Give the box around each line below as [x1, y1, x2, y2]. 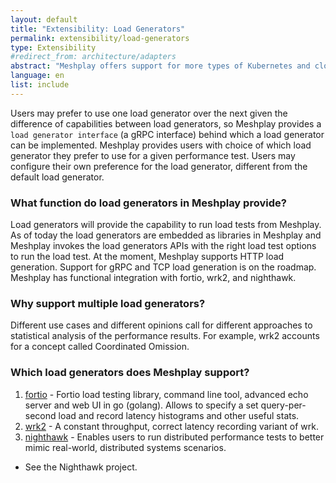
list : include [10, 80, 70, 90]
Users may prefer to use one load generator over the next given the [10, 107, 288, 119]
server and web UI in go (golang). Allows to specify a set [24, 399, 259, 411]
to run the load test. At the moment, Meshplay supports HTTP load [10, 251, 285, 263]
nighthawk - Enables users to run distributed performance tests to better [24, 431, 325, 443]
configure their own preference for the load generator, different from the [10, 160, 308, 172]
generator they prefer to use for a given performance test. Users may [10, 149, 296, 161]
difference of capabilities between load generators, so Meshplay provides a [10, 117, 322, 130]
